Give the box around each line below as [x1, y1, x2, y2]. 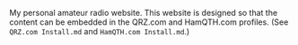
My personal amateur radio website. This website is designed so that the [9, 8, 278, 18]
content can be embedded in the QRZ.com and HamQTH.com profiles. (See [9, 17, 289, 27]
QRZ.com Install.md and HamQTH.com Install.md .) [9, 26, 190, 36]
